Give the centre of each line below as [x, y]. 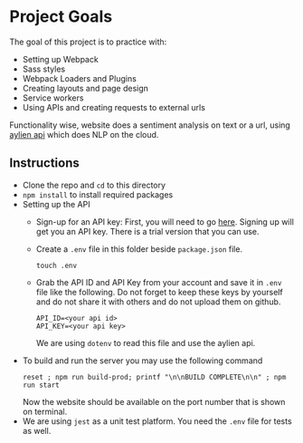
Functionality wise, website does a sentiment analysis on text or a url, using [150, 125]
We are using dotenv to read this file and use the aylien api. [146, 342]
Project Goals [61, 17]
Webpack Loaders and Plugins [80, 78]
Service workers [53, 98]
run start [41, 385]
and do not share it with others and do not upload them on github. [158, 302]
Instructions [44, 164]
